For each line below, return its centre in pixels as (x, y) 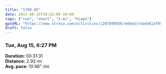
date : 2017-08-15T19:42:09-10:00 (40, 14)
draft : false (19, 28)
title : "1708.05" (23, 10)
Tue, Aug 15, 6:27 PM (31, 45)
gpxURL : (13, 23)
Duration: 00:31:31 (24, 56)
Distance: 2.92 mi (23, 61)
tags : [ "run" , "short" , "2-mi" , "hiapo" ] (48, 19)
